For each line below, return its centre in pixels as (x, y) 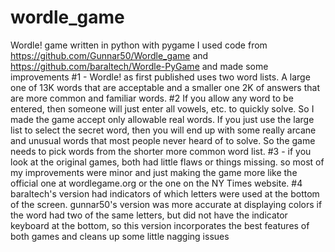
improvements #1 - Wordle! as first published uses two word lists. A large (160, 77)
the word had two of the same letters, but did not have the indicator (149, 215)
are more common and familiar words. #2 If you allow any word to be (152, 98)
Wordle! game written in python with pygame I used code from (139, 45)
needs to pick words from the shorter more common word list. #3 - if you (161, 151)
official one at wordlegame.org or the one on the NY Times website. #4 (156, 183)
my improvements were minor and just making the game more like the (154, 172)
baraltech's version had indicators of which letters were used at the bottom (165, 193)
